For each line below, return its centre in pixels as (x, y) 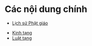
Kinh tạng (22, 32)
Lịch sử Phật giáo (30, 23)
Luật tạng (22, 38)
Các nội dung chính (46, 9)
